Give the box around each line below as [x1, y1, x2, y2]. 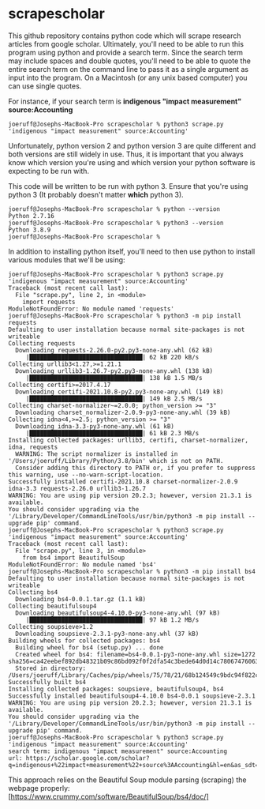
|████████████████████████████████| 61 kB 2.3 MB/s [25, 429, 200, 437]
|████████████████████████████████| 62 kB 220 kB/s [25, 353, 200, 361]
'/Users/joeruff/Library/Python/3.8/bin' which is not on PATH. [8, 457, 224, 465]
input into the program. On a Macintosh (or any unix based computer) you [8, 73, 248, 82]
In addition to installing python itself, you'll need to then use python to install [8, 246, 256, 256]
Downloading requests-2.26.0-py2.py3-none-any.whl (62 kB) [15, 346, 214, 354]
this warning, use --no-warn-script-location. [8, 471, 164, 479]
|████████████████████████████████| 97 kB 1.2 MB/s [25, 615, 200, 624]
